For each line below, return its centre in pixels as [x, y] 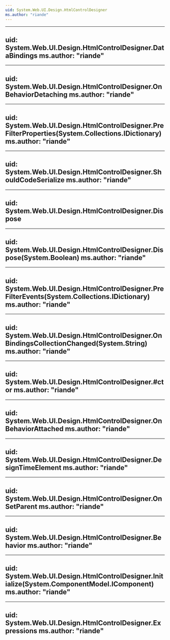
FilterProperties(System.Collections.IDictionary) [83, 133]
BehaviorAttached [34, 429]
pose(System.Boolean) [42, 258]
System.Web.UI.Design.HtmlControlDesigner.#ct [84, 382]
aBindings [22, 55]
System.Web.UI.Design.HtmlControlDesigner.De [83, 460]
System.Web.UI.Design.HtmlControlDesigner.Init [84, 577]
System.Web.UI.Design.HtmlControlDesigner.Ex [83, 623]
